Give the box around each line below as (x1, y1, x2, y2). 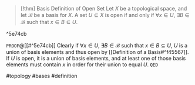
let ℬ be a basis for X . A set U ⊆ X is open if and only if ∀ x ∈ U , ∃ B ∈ (20, 12, 190, 18)
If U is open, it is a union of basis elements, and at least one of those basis (6, 55, 186, 62)
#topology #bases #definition (6, 73, 78, 79)
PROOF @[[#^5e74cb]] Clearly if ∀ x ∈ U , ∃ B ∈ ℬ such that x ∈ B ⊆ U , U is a (6, 42, 188, 49)
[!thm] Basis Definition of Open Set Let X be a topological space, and (20, 5, 187, 12)
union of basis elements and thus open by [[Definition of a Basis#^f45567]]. (6, 49, 189, 55)
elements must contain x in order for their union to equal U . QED (6, 61, 159, 68)
